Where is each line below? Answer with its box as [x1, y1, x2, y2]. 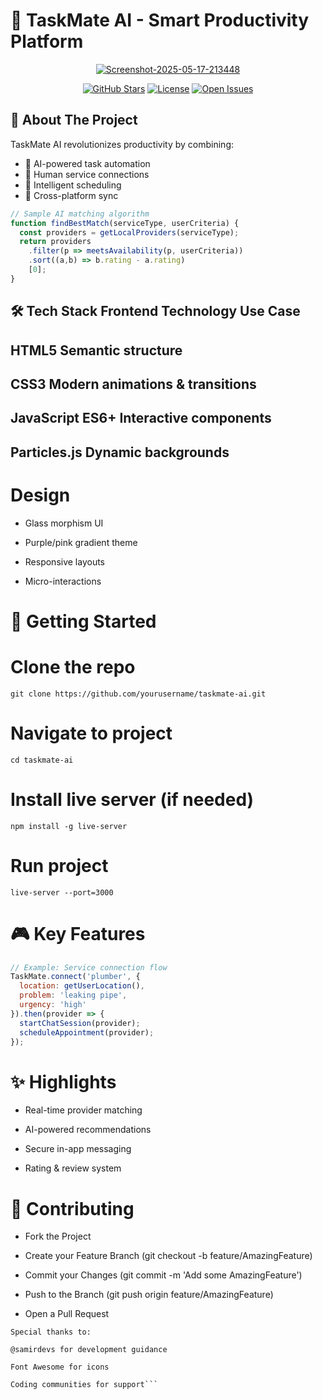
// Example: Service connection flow [10, 962, 168, 973]
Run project [10, 854, 109, 877]
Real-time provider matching [24, 1104, 143, 1116]
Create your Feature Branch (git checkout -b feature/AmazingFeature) [24, 1250, 313, 1262]
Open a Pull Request [24, 1308, 110, 1320]
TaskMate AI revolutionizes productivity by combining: [10, 138, 234, 150]
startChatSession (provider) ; [19, 1018, 141, 1028]
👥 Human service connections [24, 168, 150, 180]
